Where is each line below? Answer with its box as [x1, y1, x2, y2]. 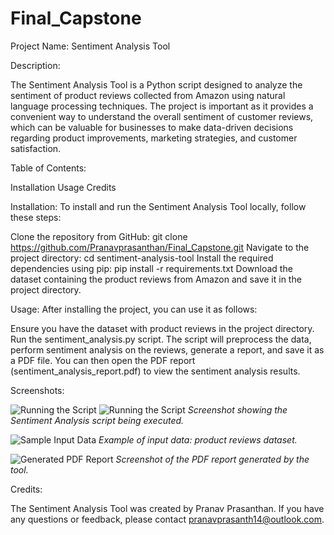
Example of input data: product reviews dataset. [98, 433, 298, 446]
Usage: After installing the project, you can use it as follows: [10, 303, 258, 315]
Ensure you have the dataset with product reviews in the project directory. [10, 322, 315, 334]
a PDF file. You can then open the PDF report [10, 354, 196, 366]
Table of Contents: [10, 162, 87, 174]
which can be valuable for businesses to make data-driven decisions [10, 121, 294, 133]
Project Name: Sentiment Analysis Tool [10, 40, 171, 52]
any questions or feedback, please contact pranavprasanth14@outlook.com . [10, 513, 325, 525]
